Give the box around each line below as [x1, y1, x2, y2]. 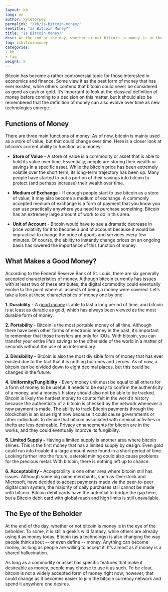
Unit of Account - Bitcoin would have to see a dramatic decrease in [12, 221, 152, 227]
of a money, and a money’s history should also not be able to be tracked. [5, 389, 155, 396]
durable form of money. [5, 312, 54, 318]
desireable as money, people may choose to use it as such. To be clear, [5, 565, 153, 571]
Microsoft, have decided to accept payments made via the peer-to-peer [5, 479, 154, 485]
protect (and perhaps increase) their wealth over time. [12, 180, 124, 186]
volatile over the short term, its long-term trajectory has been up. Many [12, 169, 159, 175]
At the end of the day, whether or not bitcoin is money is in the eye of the [5, 522, 156, 529]
